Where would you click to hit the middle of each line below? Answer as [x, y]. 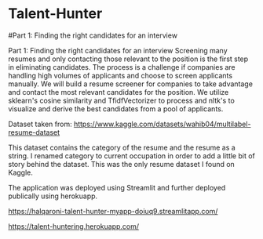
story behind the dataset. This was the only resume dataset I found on [122, 164]
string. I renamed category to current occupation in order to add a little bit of [131, 156]
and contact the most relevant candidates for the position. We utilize [119, 92]
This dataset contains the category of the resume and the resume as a [122, 147]
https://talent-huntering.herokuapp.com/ [74, 226]
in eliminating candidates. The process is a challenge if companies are [122, 67]
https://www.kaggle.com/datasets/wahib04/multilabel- [162, 124]
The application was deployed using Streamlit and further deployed [117, 187]
